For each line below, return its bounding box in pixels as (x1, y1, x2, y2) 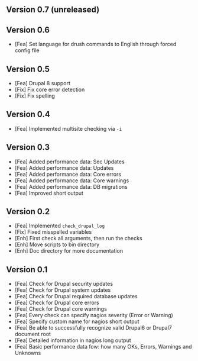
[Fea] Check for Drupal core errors (14, 299, 99, 307)
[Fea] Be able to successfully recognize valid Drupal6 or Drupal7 (14, 324, 173, 331)
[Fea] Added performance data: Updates (14, 164, 114, 171)
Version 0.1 (6, 265, 48, 275)
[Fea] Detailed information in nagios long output (14, 337, 131, 344)
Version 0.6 (6, 25, 50, 35)
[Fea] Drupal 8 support (14, 80, 71, 87)
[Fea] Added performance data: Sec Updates (14, 158, 125, 165)
